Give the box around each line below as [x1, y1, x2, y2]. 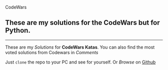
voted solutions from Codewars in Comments [5, 49, 98, 55]
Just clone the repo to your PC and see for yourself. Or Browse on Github [5, 59, 156, 65]
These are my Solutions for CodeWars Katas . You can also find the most [5, 44, 155, 50]
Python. [5, 26, 31, 35]
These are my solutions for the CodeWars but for [5, 18, 160, 27]
